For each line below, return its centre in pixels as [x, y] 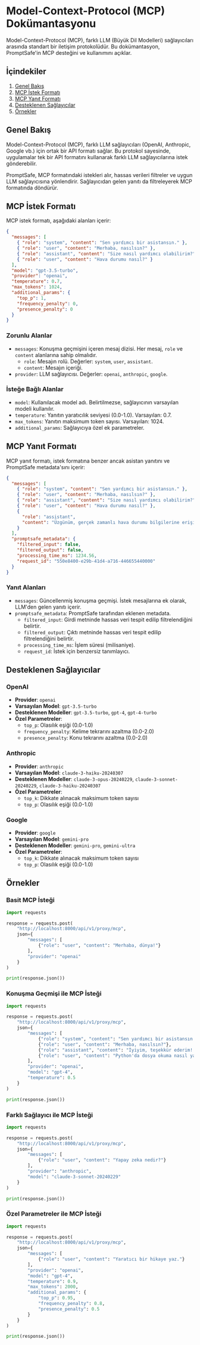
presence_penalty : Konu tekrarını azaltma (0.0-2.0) [85, 738]
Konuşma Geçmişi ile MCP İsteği [54, 994]
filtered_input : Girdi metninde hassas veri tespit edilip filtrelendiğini [108, 619]
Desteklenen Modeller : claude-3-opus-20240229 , [74, 779]
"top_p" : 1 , [32, 298]
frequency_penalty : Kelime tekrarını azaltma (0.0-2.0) [89, 732]
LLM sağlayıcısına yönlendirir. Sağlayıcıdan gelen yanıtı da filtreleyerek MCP [99, 181]
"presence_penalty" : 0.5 [69, 1309]
